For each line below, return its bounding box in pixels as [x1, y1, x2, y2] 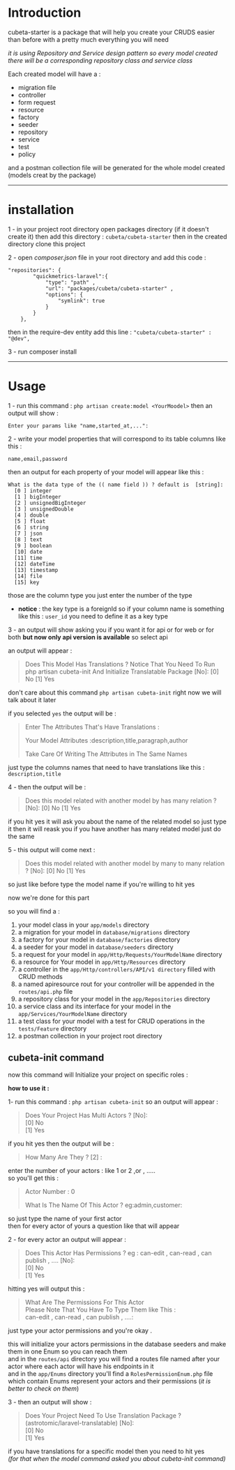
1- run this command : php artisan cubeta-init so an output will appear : [8, 1097, 218, 1106]
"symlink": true [57, 297, 105, 304]
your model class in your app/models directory [17, 920, 149, 929]
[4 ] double [14, 511, 50, 519]
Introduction [8, 5, 82, 21]
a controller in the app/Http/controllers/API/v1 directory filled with [17, 964, 215, 973]
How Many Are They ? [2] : [24, 1153, 103, 1161]
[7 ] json [14, 530, 43, 537]
